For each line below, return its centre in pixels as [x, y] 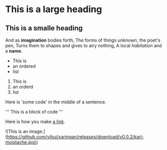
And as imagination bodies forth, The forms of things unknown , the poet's [83, 40]
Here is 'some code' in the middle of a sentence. [56, 102]
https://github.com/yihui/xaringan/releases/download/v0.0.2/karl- [75, 137]
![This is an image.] [25, 131]
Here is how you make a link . [35, 122]
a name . [14, 51]
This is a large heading [54, 9]
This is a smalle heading [44, 28]
